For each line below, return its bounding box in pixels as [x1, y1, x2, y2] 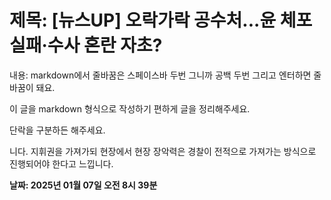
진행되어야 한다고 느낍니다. [9, 157, 114, 170]
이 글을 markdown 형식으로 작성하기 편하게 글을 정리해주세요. [9, 102, 251, 115]
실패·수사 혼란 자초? [9, 34, 163, 57]
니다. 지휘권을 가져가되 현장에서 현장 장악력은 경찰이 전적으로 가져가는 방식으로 [9, 145, 317, 157]
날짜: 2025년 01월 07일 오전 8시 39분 [9, 179, 158, 191]
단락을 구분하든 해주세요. [9, 124, 106, 136]
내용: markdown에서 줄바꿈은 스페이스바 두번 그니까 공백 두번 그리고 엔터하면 [9, 69, 312, 81]
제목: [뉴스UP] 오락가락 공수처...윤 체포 [9, 9, 313, 32]
